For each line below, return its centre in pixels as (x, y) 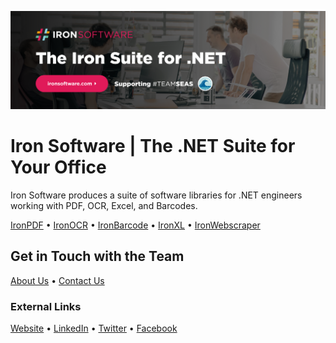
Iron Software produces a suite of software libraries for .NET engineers (156, 195)
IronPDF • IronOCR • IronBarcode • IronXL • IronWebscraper (135, 225)
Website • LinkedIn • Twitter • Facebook (94, 328)
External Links (46, 306)
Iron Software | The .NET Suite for (153, 146)
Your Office (58, 167)
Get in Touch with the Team (97, 256)
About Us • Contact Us (57, 280)
